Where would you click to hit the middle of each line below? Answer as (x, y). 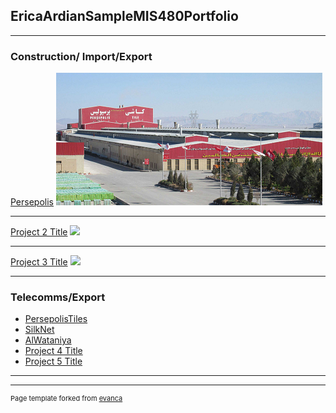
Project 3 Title (39, 262)
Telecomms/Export (58, 297)
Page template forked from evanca (66, 399)
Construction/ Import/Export (81, 56)
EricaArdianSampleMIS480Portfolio (124, 16)
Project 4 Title (53, 351)
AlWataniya (48, 340)
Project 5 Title (53, 361)
